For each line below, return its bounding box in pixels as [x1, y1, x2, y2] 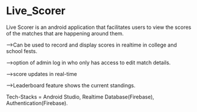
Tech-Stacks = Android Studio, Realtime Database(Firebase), [6, 93, 155, 100]
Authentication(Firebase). [6, 99, 68, 107]
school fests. [6, 47, 37, 54]
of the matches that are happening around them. [6, 29, 124, 37]
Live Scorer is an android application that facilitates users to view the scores [6, 24, 192, 31]
